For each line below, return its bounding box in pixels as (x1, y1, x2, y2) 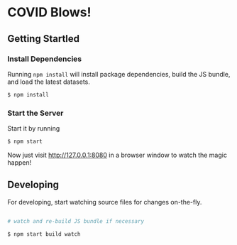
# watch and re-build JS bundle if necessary (7, 217, 144, 224)
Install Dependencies (7, 54, 82, 64)
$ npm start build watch (7, 230, 81, 238)
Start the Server (7, 108, 64, 118)
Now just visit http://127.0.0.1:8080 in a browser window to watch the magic (7, 151, 227, 159)
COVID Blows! (7, 4, 92, 21)
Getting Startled (7, 33, 80, 45)
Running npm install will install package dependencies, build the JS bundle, (7, 70, 231, 78)
